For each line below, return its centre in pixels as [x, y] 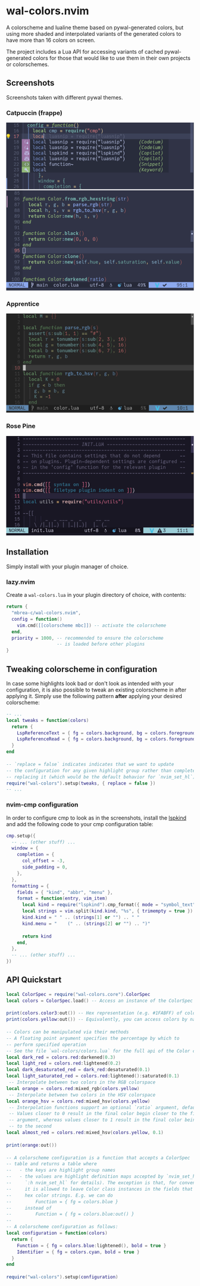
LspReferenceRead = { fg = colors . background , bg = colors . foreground [106, 739]
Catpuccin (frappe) [34, 113]
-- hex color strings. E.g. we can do [60, 1195]
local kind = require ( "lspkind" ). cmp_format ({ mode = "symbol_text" [109, 905]
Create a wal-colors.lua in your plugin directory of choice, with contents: [96, 595]
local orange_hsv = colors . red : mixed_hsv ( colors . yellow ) [78, 1101]
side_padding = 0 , [45, 867]
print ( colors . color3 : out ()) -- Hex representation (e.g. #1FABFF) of [94, 1013]
